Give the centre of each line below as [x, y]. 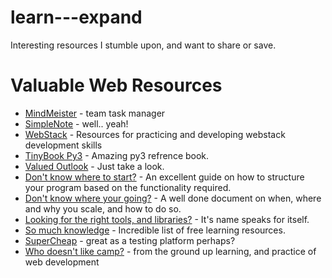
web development [62, 262]
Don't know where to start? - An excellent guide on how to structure [164, 177]
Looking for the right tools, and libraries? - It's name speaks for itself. [167, 219]
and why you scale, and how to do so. [103, 208]
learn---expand [76, 17]
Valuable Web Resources [116, 85]
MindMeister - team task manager [95, 113]
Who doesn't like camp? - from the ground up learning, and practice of [170, 251]
